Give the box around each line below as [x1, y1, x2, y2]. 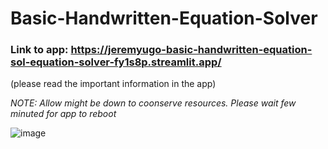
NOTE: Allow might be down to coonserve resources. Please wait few [10, 97, 297, 109]
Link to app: [10, 43, 69, 57]
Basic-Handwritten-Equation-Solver [10, 7, 318, 30]
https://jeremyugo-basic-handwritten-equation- [70, 43, 313, 57]
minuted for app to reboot [10, 108, 117, 120]
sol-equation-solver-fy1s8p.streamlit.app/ [10, 55, 222, 69]
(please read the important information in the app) [10, 78, 217, 90]
